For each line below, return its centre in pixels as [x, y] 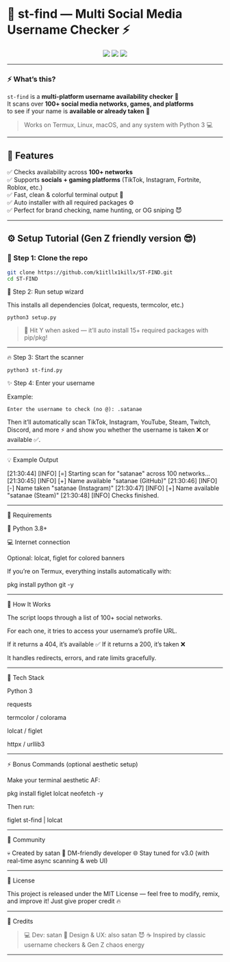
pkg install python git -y [40, 585]
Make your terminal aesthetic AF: [54, 780]
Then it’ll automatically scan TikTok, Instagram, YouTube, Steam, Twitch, [109, 422]
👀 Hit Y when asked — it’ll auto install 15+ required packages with [116, 330]
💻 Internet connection [39, 542]
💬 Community [26, 840]
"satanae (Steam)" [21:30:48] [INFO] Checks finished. [83, 495]
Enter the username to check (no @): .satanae [75, 410]
